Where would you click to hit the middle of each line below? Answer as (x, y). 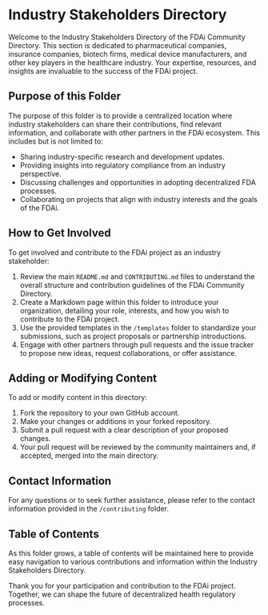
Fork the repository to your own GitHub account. (100, 413)
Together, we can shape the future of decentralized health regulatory (122, 594)
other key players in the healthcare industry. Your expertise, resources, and (132, 63)
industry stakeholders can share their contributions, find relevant (115, 124)
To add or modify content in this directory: (78, 398)
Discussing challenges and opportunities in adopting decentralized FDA (138, 182)
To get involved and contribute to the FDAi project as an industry (115, 252)
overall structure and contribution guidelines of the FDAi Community (132, 285)
